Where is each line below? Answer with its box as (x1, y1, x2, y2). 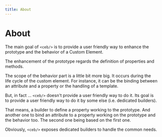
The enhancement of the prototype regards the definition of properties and (5, 58, 155, 64)
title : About (5, 7, 31, 12)
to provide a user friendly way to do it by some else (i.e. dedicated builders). (5, 97, 157, 103)
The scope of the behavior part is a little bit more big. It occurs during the (5, 73, 151, 79)
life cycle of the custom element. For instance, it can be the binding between (5, 78, 158, 83)
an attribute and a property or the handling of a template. (5, 83, 118, 89)
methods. (5, 63, 24, 69)
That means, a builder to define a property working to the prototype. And (5, 107, 150, 112)
